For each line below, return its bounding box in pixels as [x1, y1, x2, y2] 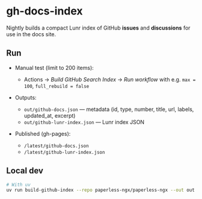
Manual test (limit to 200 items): [14, 64, 94, 71]
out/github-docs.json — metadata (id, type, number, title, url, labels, [23, 106, 194, 113]
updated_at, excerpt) [23, 112, 76, 119]
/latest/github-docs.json [23, 143, 89, 149]
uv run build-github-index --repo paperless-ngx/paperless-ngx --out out [6, 187, 195, 194]
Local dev [6, 166, 44, 176]
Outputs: [14, 93, 37, 101]
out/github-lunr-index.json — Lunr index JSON [23, 118, 145, 125]
